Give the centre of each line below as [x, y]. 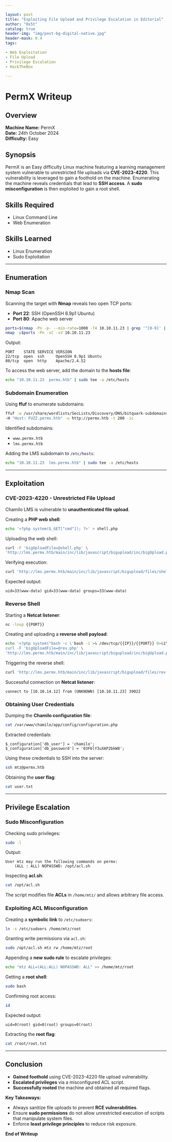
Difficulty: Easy [22, 138]
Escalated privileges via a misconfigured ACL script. [69, 1082]
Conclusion [24, 1064]
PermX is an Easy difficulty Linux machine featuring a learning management [85, 167]
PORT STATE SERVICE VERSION [39, 352]
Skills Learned [29, 239]
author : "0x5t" [21, 24]
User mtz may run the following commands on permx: [61, 862]
